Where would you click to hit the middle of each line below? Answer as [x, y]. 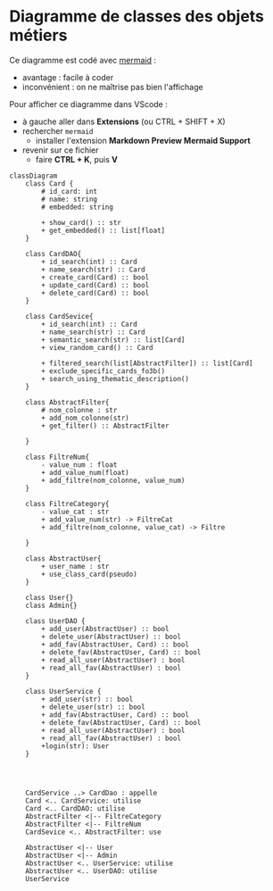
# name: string [70, 199]
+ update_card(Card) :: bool [95, 285]
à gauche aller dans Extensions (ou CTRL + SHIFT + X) [124, 121]
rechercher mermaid [58, 130]
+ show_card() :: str [82, 222]
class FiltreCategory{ [67, 504]
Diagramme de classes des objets [137, 17]
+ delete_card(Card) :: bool [95, 293]
